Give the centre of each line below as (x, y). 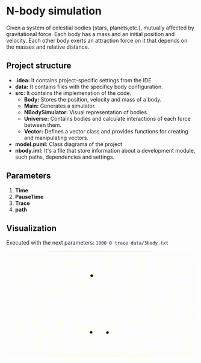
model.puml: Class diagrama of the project (68, 144)
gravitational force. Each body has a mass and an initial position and (91, 34)
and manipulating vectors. (56, 138)
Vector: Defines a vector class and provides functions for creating (106, 131)
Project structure (39, 66)
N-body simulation (54, 11)
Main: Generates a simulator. (60, 106)
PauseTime (29, 197)
